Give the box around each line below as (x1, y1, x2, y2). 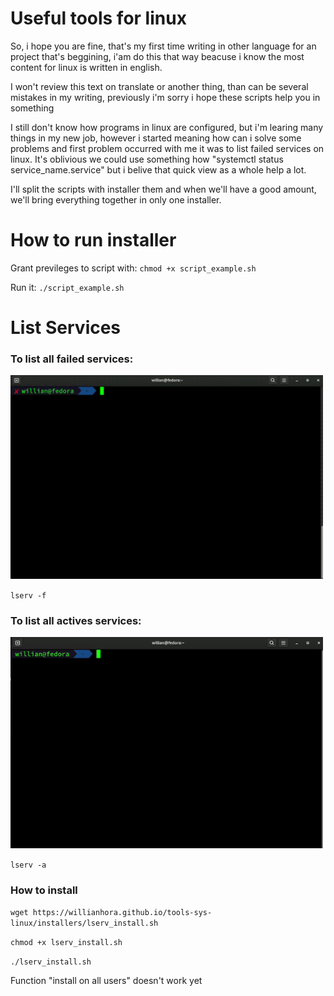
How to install (10, 883, 78, 897)
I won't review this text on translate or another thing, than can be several (10, 80, 309, 92)
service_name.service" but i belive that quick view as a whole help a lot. (10, 163, 307, 176)
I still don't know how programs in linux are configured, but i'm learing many (10, 121, 324, 133)
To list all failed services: (10, 352, 134, 366)
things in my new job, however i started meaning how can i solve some (10, 132, 302, 144)
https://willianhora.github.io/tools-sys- (32, 908, 213, 918)
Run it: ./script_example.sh (10, 281, 125, 293)
